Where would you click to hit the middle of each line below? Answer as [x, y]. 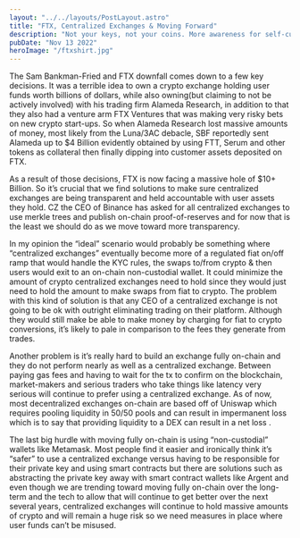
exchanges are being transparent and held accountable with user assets [142, 198]
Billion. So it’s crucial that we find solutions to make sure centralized [134, 189]
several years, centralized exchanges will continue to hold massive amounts [149, 507]
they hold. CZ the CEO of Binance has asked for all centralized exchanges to [150, 207]
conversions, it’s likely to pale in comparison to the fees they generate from [147, 329]
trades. [22, 339]
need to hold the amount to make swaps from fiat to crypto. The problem [143, 291]
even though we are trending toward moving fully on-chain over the [133, 487]
